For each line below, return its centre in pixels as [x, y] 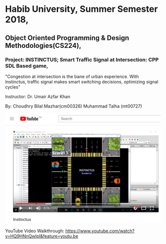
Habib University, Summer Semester [82, 9]
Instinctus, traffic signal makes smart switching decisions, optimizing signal [82, 81]
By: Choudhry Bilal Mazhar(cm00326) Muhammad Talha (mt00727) [74, 106]
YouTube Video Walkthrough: [35, 231]
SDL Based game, [27, 66]
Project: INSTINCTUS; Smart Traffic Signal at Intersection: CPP [82, 59]
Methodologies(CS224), [43, 45]
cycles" [13, 87]
